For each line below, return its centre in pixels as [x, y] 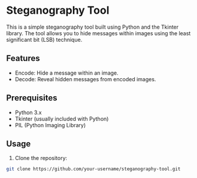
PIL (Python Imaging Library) [50, 125]
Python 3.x [28, 112]
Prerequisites [32, 98]
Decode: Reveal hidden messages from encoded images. [85, 79]
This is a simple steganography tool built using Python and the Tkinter [93, 27]
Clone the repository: [41, 158]
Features [23, 58]
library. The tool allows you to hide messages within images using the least [99, 33]
